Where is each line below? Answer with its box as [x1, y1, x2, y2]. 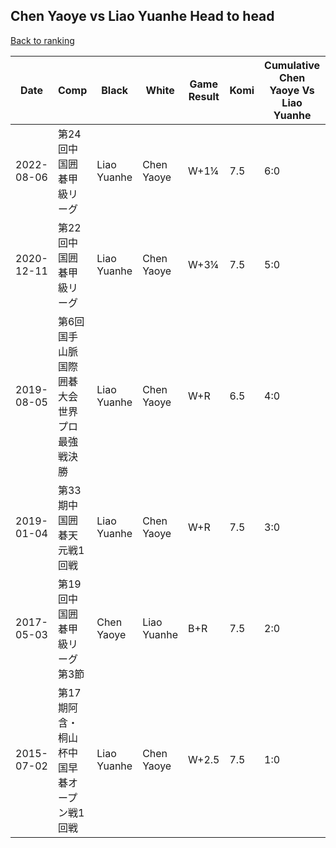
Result [188, 89, 220, 103]
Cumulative [264, 58, 321, 72]
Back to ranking [10, 34, 75, 46]
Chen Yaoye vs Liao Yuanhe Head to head [10, 8, 275, 25]
